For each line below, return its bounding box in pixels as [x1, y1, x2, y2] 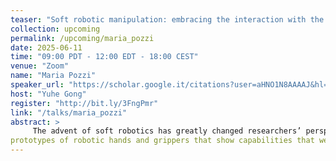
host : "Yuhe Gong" [10, 89, 87, 99]
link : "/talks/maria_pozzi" [10, 107, 128, 118]
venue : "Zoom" [10, 61, 70, 71]
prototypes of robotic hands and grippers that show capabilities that [10, 136, 315, 146]
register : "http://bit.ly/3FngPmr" [10, 98, 159, 108]
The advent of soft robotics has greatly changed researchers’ [32, 126, 302, 136]
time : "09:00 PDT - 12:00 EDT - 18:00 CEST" [10, 52, 199, 62]
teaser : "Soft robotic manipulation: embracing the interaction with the [10, 14, 325, 25]
